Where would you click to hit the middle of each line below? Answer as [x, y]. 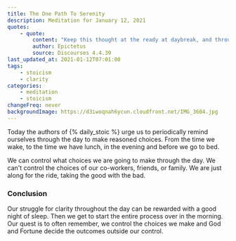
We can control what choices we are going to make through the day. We [111, 160]
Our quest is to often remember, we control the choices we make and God [114, 224]
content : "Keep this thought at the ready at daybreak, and [122, 40]
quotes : [19, 27]
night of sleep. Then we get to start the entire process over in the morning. [115, 216]
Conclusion [27, 193]
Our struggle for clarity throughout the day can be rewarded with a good [112, 209]
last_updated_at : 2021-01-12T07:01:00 [64, 60]
